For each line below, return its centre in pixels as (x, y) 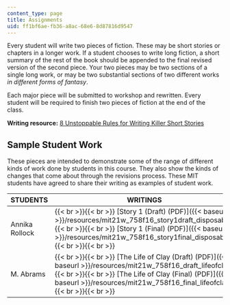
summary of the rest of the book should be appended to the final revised (110, 60)
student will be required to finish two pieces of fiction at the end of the (106, 103)
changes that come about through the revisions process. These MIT (103, 176)
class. (15, 110)
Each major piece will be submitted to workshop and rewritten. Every (104, 95)
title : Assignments (35, 20)
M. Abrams (28, 274)
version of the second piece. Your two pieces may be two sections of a (107, 68)
